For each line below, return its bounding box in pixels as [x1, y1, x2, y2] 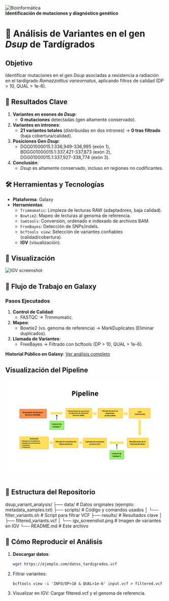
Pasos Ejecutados [5, 297, 51, 304]
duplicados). [20, 330, 47, 336]
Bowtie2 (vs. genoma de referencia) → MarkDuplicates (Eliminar [20, 325, 154, 331]
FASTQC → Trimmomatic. [20, 314, 73, 320]
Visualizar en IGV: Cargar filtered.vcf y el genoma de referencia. [12, 590, 146, 596]
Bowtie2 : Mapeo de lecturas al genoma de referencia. [20, 212, 132, 218]
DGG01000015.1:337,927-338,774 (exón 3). [20, 154, 110, 160]
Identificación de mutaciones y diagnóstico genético [5, 10, 119, 16]
